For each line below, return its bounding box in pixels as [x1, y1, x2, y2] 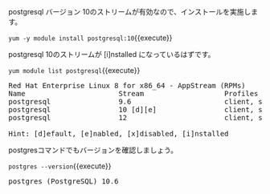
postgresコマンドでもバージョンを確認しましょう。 [8, 145, 178, 155]
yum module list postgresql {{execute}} [8, 66, 141, 75]
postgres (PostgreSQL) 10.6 [8, 177, 119, 186]
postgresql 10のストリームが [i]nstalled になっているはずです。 [8, 50, 215, 59]
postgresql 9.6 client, [8, 97, 255, 106]
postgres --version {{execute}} [8, 161, 112, 171]
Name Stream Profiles [8, 89, 259, 98]
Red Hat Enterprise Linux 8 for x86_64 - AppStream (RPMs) [8, 81, 247, 90]
